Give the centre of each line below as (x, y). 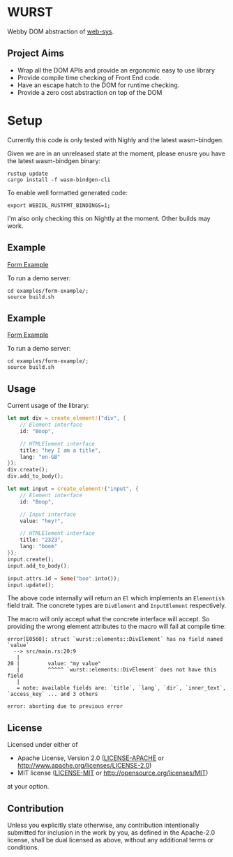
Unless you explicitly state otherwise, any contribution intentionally (103, 825)
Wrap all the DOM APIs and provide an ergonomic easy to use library (116, 70)
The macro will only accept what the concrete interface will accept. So (108, 619)
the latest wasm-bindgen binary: (54, 160)
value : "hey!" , (42, 521)
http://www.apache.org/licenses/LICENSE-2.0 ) (84, 766)
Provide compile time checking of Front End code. (89, 77)
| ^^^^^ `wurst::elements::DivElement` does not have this (116, 670)
